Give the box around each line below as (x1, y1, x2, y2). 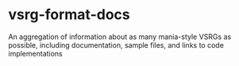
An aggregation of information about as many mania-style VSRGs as (8, 32, 232, 41)
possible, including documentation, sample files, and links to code (8, 40, 225, 49)
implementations (8, 49, 64, 58)
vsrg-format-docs (8, 6, 130, 24)
